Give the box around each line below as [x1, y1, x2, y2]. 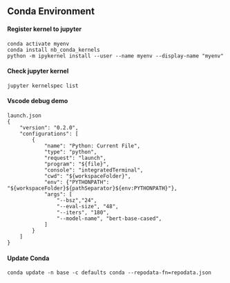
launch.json [7, 112, 41, 119]
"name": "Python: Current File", [44, 143, 140, 149]
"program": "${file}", [44, 161, 110, 167]
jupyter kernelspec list [7, 82, 79, 89]
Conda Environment [7, 6, 95, 17]
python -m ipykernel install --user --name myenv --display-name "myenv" [7, 52, 224, 60]
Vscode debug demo [7, 97, 68, 105]
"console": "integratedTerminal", [44, 167, 144, 174]
